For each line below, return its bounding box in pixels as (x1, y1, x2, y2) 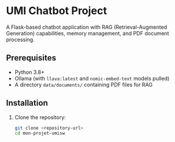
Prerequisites (6, 53, 56, 63)
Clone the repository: (14, 113, 66, 121)
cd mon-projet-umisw (14, 130, 65, 136)
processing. (6, 36, 35, 43)
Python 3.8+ (14, 69, 45, 76)
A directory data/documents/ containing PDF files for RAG (14, 81, 153, 88)
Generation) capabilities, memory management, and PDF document (6, 29, 169, 36)
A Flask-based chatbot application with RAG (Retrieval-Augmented (6, 23, 167, 31)
